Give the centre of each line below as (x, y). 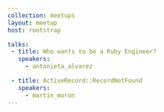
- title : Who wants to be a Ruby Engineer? (84, 52)
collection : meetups (42, 15)
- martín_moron (50, 95)
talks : (18, 44)
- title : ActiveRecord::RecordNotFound (77, 80)
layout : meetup (32, 23)
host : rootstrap (34, 30)
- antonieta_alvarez (59, 67)
